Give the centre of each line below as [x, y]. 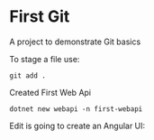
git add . [28, 75]
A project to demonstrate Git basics [75, 42]
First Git [40, 17]
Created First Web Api [50, 92]
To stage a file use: [45, 59]
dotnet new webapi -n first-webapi [76, 109]
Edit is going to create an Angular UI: [77, 126]
